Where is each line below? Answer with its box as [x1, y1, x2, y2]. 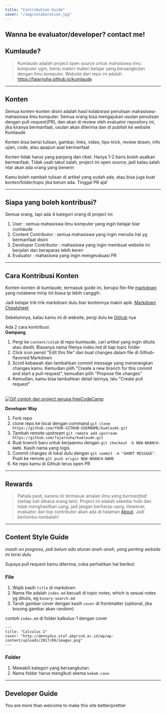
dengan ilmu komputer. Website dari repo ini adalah [17, 70, 122, 77]
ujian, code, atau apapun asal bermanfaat [5, 144, 90, 150]
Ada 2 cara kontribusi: [5, 324, 50, 330]
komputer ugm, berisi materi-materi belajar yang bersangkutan [17, 65, 146, 71]
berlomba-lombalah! [17, 514, 59, 520]
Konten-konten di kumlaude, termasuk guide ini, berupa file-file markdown [5, 285, 157, 291]
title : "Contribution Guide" [5, 7, 65, 12]
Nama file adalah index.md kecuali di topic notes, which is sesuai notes [12, 590, 157, 596]
